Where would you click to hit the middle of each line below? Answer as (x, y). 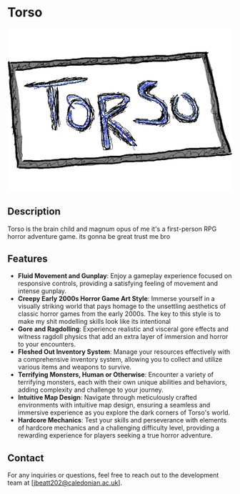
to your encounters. (47, 345)
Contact (26, 458)
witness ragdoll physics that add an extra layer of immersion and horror (123, 337)
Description (34, 212)
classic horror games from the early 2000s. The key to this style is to (119, 314)
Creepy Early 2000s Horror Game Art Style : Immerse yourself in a (116, 299)
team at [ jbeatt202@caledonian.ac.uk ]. (65, 483)
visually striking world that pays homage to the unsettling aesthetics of (122, 306)
